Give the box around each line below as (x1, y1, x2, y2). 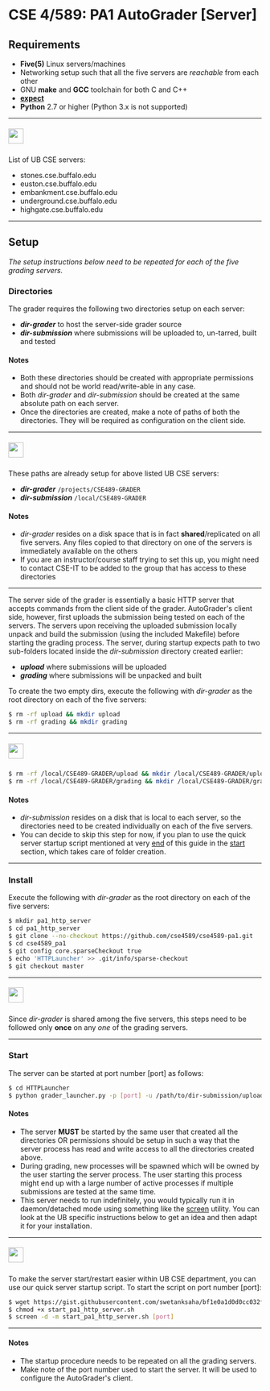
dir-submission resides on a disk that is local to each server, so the (19, 812, 242, 823)
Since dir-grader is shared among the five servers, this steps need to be (8, 1014, 247, 1024)
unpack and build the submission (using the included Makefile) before (8, 629, 239, 639)
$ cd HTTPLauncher (8, 1084, 70, 1092)
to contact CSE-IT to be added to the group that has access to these (19, 563, 247, 573)
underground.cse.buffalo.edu (19, 196, 118, 206)
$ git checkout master (8, 961, 84, 970)
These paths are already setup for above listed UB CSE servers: (8, 469, 219, 479)
